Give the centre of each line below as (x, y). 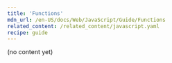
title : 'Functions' (35, 13)
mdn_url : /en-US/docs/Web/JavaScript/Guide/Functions (87, 20)
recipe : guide (28, 33)
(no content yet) (30, 52)
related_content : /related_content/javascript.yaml (83, 26)
